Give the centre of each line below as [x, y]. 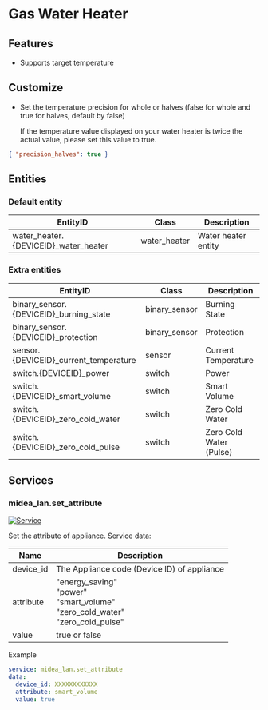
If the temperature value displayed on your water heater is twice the [131, 131]
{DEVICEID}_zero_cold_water [67, 419]
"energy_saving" [87, 582]
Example [23, 655]
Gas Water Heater [69, 14]
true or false [79, 635]
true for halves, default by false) [72, 115]
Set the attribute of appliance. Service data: [80, 536]
